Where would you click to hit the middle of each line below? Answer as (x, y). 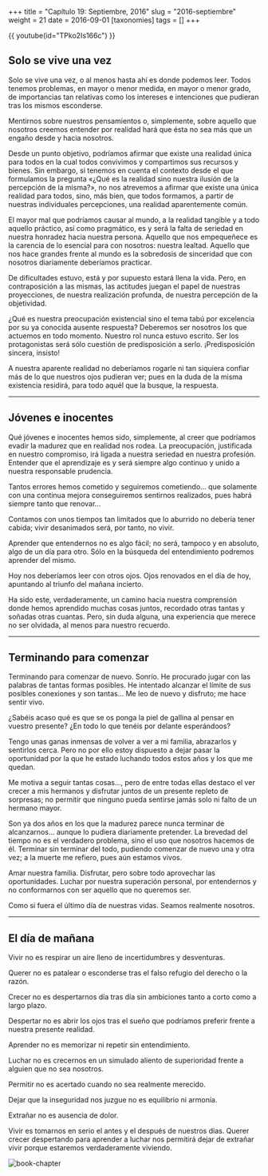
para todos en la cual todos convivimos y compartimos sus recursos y (124, 161)
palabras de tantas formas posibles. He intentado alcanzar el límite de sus (130, 685)
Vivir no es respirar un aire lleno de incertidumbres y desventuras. (117, 958)
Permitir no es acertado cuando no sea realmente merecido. (107, 1084)
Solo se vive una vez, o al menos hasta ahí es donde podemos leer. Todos (130, 80)
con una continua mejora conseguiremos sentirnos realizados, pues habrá (130, 495)
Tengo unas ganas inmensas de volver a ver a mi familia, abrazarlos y (122, 742)
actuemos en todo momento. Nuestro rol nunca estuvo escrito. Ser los (124, 336)
